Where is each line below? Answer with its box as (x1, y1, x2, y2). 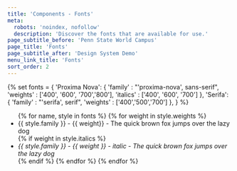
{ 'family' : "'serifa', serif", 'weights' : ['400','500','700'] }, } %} (7, 97, 189, 106)
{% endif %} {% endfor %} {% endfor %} (17, 157, 139, 165)
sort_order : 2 (7, 63, 50, 70)
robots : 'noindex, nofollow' (14, 23, 100, 31)
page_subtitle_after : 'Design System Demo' (7, 50, 139, 57)
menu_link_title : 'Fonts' (7, 57, 84, 64)
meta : (7, 17, 23, 24)
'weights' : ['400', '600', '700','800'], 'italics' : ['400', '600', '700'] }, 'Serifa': (7, 90, 229, 99)
